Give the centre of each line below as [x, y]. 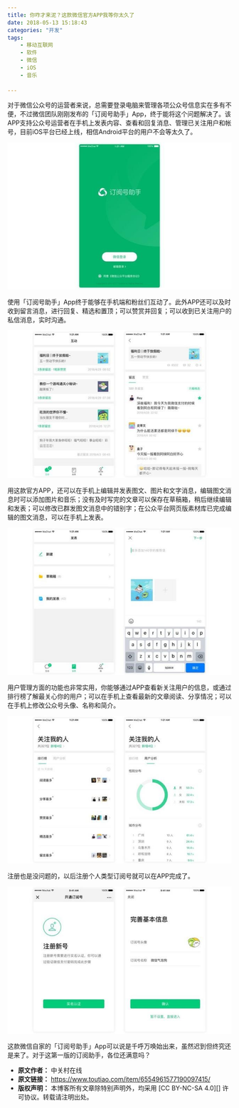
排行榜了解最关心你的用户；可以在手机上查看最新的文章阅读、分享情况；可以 [119, 697]
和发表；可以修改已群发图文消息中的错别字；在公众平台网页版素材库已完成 [116, 508]
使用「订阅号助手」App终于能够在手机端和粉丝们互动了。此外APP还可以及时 [119, 302]
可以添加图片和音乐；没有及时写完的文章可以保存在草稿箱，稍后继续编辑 [126, 499]
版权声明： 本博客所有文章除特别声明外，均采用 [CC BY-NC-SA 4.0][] [119, 1088]
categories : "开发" [35, 30]
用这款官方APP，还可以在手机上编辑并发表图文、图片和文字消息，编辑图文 [116, 490]
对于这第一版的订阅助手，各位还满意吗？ [91, 1055]
